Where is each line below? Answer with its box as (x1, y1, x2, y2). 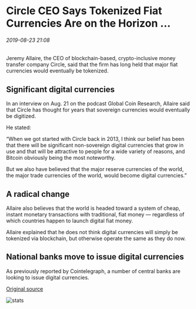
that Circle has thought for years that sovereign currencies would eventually (6, 106, 190, 113)
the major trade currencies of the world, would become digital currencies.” (6, 172, 187, 179)
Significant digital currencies (6, 84, 115, 94)
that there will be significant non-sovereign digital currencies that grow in (6, 142, 184, 149)
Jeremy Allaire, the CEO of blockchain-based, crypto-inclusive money (6, 55, 176, 62)
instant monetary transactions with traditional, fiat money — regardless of (6, 211, 185, 218)
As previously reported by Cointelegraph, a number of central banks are (6, 267, 181, 275)
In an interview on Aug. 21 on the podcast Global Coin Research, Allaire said (6, 100, 190, 107)
